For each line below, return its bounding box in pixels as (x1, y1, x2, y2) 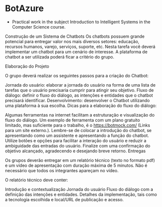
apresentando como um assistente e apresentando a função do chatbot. (5, 133, 149, 138)
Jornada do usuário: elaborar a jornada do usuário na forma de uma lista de (5, 82, 156, 88)
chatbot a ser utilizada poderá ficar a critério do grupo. (5, 54, 115, 59)
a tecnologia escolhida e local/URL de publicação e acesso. (5, 196, 124, 202)
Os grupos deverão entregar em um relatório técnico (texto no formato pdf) (5, 157, 155, 163)
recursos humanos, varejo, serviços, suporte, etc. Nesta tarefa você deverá (5, 44, 156, 49)
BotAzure (5, 3, 44, 14)
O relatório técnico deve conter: (5, 177, 69, 183)
